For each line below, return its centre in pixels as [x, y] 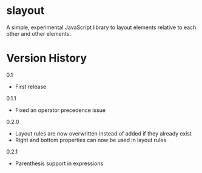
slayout [25, 11]
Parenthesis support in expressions [59, 163]
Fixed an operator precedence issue [60, 110]
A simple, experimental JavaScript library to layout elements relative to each [101, 27]
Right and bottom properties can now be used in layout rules [91, 140]
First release [31, 86]
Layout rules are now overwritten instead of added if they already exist [103, 133]
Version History [46, 58]
